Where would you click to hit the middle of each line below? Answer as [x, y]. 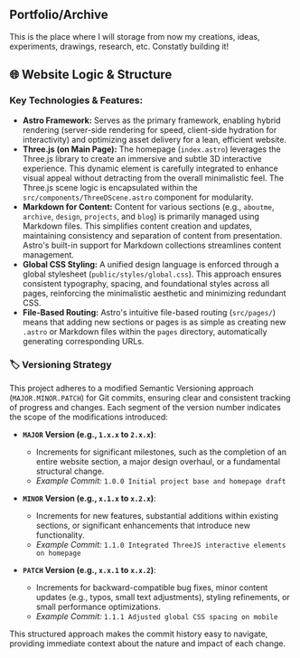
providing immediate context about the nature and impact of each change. [148, 643]
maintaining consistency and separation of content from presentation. [152, 235]
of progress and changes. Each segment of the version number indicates [145, 407]
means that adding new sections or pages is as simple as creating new [154, 322]
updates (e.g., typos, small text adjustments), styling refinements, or [163, 597]
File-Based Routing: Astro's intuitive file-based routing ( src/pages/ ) [149, 312]
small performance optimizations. [98, 606]
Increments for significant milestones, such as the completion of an [161, 452]
